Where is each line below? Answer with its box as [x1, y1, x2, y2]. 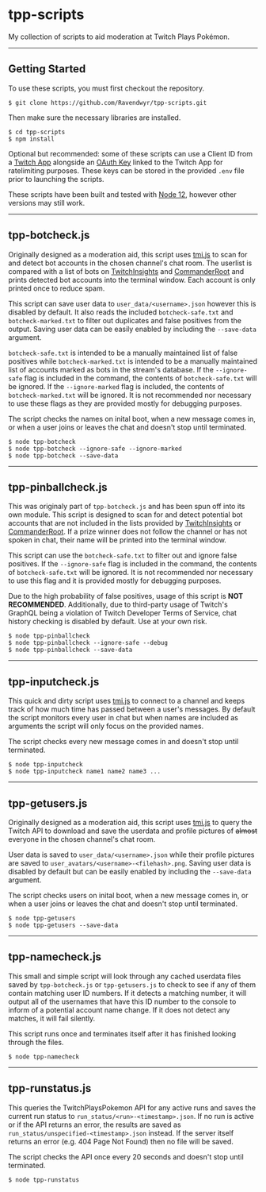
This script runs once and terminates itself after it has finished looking [8, 1028, 237, 1038]
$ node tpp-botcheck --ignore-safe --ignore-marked [8, 445, 182, 453]
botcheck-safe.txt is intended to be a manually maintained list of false [8, 348, 238, 357]
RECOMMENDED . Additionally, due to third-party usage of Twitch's [8, 600, 228, 609]
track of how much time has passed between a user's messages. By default [8, 704, 256, 714]
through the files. [8, 1037, 64, 1047]
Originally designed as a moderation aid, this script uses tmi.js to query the [8, 818, 253, 827]
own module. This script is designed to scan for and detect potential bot [8, 510, 243, 519]
